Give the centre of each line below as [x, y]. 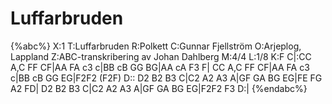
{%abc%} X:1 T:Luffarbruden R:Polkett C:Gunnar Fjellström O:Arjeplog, [156, 46]
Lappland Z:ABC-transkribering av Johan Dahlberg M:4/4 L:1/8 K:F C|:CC [161, 56]
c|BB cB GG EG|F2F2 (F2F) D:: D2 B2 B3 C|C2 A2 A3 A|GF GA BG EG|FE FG [166, 78]
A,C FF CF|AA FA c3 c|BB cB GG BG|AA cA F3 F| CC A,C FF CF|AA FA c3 [160, 67]
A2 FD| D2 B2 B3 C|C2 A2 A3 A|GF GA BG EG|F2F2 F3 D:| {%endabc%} [159, 88]
